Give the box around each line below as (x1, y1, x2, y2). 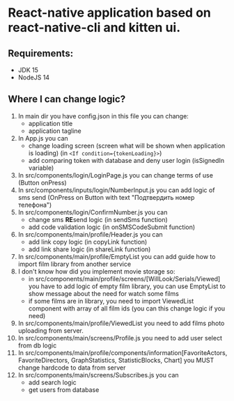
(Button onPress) (17, 178, 67, 187)
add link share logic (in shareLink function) (28, 245, 151, 253)
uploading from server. (17, 326, 84, 335)
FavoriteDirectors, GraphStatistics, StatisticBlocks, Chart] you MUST (17, 356, 214, 364)
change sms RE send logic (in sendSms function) (28, 215, 168, 223)
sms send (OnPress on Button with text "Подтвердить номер (17, 193, 195, 201)
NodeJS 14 (17, 73, 50, 81)
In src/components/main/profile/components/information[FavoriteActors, (17, 348, 228, 356)
